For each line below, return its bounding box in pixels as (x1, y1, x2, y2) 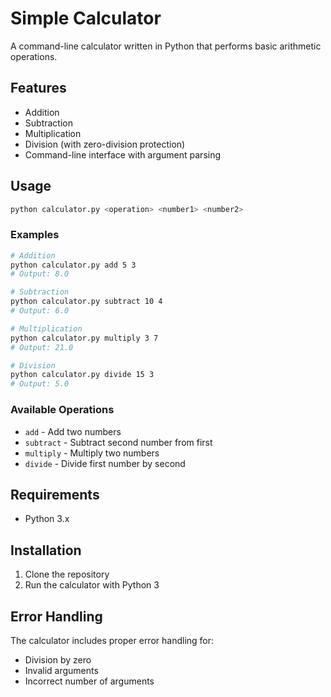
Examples (10, 228, 60, 242)
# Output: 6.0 (10, 306, 70, 316)
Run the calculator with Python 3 (24, 579, 160, 591)
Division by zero (24, 653, 92, 666)
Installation (10, 542, 82, 559)
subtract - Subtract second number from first (24, 436, 213, 448)
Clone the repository (24, 568, 110, 581)
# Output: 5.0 (10, 379, 70, 389)
